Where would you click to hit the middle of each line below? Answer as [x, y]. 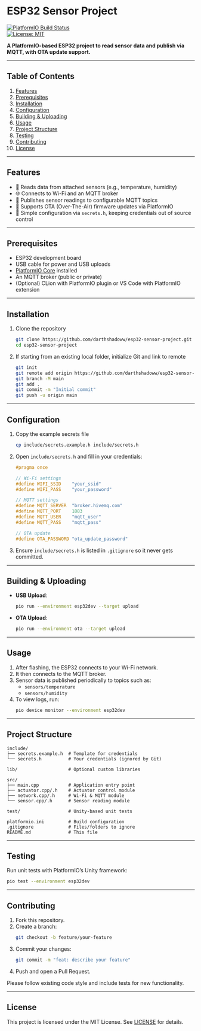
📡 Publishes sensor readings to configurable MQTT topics [86, 200]
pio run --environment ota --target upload [70, 629]
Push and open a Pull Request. [53, 971]
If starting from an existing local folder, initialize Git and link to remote [101, 356]
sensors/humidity [46, 693]
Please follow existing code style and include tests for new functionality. [95, 983]
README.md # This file [52, 832]
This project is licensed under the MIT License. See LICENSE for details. [95, 1021]
